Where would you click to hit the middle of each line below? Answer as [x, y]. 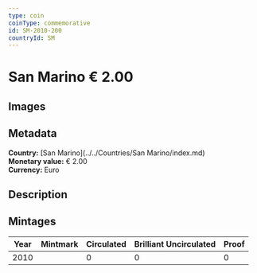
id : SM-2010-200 [35, 30]
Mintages [32, 222]
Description [38, 195]
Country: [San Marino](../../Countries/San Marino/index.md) [107, 153]
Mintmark [60, 244]
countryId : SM [32, 38]
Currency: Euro [34, 170]
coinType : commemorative [49, 23]
